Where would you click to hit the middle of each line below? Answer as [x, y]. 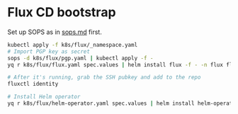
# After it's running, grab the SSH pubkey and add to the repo [104, 78]
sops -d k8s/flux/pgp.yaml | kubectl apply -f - [80, 58]
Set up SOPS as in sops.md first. [55, 32]
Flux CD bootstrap [62, 12]
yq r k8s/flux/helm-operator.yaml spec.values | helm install [101, 103]
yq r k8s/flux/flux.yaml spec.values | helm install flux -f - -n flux [115, 64]
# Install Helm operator [44, 97]
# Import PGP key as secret [49, 51]
